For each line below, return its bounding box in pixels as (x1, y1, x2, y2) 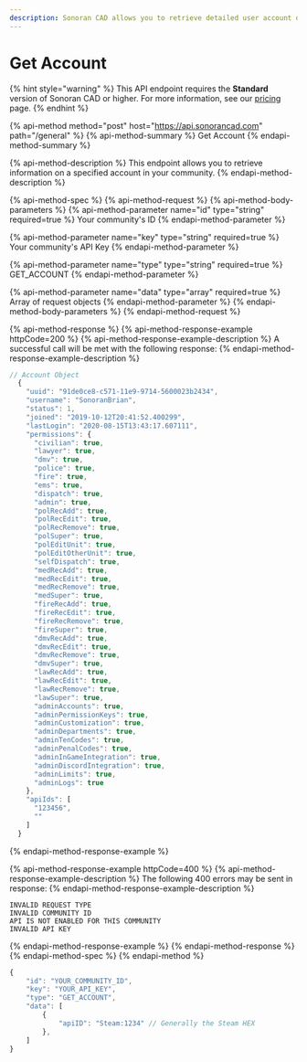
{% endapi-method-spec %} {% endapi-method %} (9, 950, 205, 961)
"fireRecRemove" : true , (33, 616, 125, 626)
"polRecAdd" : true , (33, 506, 108, 515)
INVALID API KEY (9, 924, 71, 933)
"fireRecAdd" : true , (33, 600, 112, 609)
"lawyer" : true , (33, 447, 96, 456)
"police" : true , (33, 463, 96, 473)
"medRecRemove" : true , (33, 582, 121, 592)
